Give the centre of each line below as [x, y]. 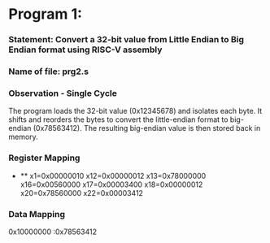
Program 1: [46, 14]
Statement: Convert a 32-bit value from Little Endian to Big [126, 40]
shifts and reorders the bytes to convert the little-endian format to [118, 119]
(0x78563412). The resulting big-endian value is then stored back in [147, 128]
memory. [23, 137]
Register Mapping [44, 158]
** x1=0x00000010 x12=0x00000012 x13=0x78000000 [113, 176]
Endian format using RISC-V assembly [85, 50]
